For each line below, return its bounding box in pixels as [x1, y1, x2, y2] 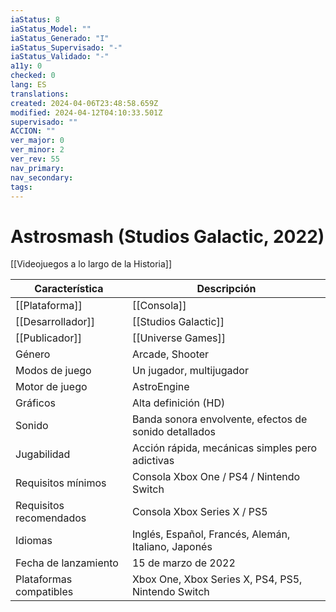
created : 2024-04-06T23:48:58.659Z [10, 98, 159, 108]
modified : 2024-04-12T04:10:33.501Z [10, 107, 163, 118]
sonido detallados [131, 425, 216, 439]
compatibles [15, 585, 74, 599]
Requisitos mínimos [15, 476, 107, 490]
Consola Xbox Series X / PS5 [131, 505, 268, 519]
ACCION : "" [10, 126, 56, 136]
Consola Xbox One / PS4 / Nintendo [131, 470, 301, 484]
